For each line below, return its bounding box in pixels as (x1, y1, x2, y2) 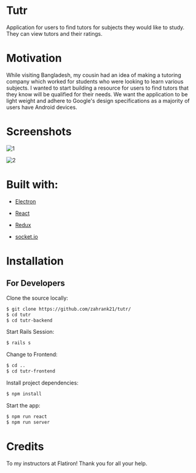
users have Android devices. (6, 104, 77, 111)
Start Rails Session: (6, 328, 54, 336)
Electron (15, 197, 36, 205)
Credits (6, 440, 44, 453)
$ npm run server (6, 419, 50, 425)
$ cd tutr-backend (6, 317, 53, 323)
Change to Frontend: (6, 351, 58, 358)
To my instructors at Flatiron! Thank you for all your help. (6, 460, 148, 467)
